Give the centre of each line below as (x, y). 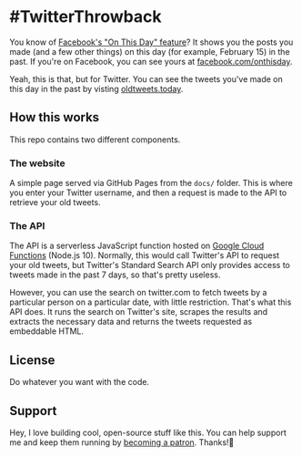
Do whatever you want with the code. (80, 382)
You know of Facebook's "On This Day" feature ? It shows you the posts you (151, 42)
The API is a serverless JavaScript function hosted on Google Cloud (137, 246)
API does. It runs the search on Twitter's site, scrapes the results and (139, 312)
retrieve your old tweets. (55, 203)
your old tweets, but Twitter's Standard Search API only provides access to (150, 265)
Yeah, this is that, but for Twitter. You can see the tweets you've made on (146, 78)
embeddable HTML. (47, 331)
